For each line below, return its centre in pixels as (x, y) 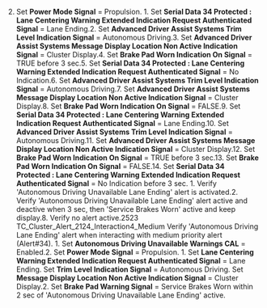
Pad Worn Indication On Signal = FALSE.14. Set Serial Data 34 (120, 166)
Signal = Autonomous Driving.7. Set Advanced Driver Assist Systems (133, 89)
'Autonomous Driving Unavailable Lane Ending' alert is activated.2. (127, 192)
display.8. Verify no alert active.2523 (77, 218)
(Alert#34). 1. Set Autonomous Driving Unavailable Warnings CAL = (131, 243)
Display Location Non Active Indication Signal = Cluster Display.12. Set (136, 149)
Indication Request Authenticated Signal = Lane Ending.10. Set (122, 123)
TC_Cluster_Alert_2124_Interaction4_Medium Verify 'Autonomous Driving (137, 226)
